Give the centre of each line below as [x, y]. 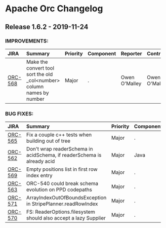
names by [38, 93]
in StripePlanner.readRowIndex [62, 204]
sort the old [40, 74]
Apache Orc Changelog [54, 9]
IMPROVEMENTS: [27, 41]
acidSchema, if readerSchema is [64, 155]
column [35, 86]
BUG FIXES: [19, 114]
